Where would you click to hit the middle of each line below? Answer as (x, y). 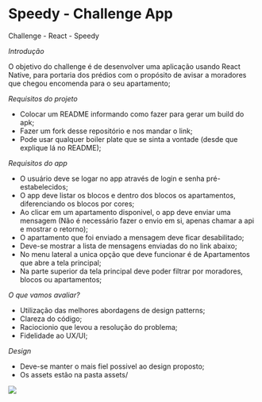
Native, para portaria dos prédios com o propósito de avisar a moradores (127, 75)
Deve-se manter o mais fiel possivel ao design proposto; (112, 366)
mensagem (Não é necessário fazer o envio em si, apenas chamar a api (137, 220)
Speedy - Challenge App (91, 14)
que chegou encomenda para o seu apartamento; (89, 83)
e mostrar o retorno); (54, 229)
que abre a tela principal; (60, 262)
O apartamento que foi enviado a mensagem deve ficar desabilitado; (132, 237)
